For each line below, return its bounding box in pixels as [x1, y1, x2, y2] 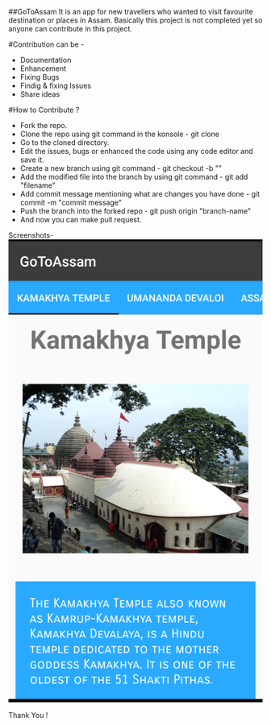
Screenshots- [8, 230, 54, 240]
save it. [19, 155, 44, 164]
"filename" [19, 180, 56, 190]
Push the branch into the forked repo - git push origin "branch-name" [19, 206, 252, 216]
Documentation [19, 56, 72, 64]
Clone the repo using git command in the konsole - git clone [19, 129, 220, 139]
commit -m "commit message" [19, 197, 123, 207]
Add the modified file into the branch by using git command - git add [19, 172, 248, 181]
